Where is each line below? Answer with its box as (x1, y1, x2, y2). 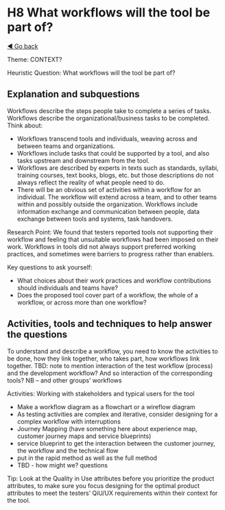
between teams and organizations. (16, 142, 115, 150)
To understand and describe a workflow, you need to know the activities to (7, 347, 218, 355)
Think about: (7, 121, 43, 130)
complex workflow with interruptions (16, 417, 121, 426)
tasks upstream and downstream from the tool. (16, 156, 150, 165)
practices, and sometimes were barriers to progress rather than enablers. (7, 250, 215, 258)
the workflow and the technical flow (16, 446, 119, 454)
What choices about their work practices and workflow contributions (16, 276, 211, 284)
